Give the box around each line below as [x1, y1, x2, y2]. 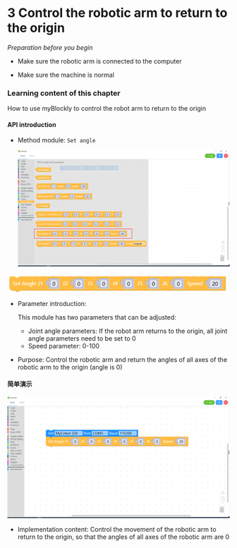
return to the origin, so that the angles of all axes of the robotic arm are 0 [17, 532, 230, 541]
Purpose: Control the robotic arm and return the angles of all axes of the [17, 355, 228, 364]
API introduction [7, 120, 56, 128]
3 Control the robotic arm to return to [7, 5, 228, 21]
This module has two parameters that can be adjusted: [17, 312, 176, 322]
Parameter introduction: [17, 299, 87, 308]
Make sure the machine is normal [17, 71, 115, 79]
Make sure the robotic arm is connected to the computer [17, 56, 182, 65]
